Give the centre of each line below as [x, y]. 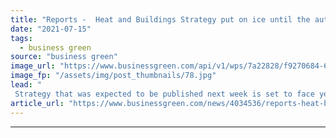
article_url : [37, 103]
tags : [21, 38]
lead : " [26, 85]
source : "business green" [64, 57]
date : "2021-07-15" [51, 29]
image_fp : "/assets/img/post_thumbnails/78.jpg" [113, 76]
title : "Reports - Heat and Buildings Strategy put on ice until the [160, 19]
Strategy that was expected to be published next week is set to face [164, 94]
